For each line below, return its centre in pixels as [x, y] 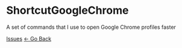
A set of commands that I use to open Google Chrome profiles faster [91, 27]
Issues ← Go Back [29, 38]
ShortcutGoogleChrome [67, 10]
